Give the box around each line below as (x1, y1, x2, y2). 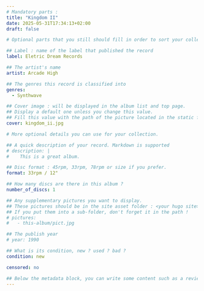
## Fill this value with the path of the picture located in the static (6, 115, 194, 121)
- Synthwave (12, 92, 42, 98)
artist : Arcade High (6, 70, 59, 76)
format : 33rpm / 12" (6, 170, 59, 176)
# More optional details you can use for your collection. (6, 131, 159, 137)
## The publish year (6, 231, 59, 238)
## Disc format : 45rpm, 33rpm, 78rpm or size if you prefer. (6, 165, 167, 171)
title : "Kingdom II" (6, 15, 59, 21)
